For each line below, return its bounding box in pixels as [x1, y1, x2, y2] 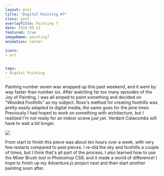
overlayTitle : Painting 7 [5, 21, 58, 26]
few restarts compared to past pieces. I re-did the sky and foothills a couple [5, 145, 159, 150]
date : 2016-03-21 [5, 26, 41, 30]
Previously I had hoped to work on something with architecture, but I [5, 110, 144, 116]
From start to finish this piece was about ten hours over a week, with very [5, 139, 154, 145]
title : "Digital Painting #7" [5, 12, 67, 17]
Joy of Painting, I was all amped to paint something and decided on [5, 94, 142, 100]
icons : [5, 48, 19, 53]
